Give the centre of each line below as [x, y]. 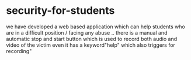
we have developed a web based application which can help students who [95, 27]
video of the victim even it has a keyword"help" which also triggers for [91, 45]
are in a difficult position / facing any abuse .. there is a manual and [87, 32]
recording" [19, 51]
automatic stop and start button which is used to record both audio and [91, 39]
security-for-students [60, 11]
